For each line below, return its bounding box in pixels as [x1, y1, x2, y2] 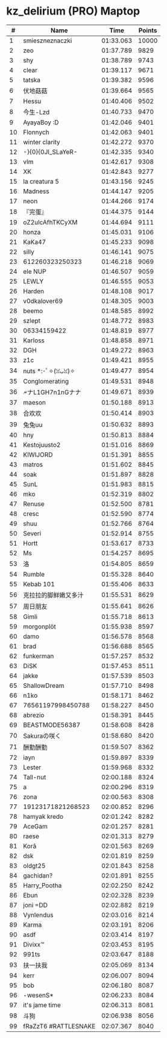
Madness [23, 187, 49, 195]
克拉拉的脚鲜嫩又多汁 [23, 590, 84, 599]
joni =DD [23, 901, 48, 909]
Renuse [23, 500, 45, 508]
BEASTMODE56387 [23, 721, 81, 729]
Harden [23, 286, 44, 295]
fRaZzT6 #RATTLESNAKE [23, 1022, 96, 1030]
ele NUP [23, 267, 46, 276]
